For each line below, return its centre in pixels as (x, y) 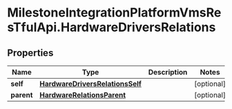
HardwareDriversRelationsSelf (90, 84)
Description (168, 72)
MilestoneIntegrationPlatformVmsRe (114, 13)
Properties (30, 53)
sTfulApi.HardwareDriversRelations (112, 27)
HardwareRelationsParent (83, 95)
